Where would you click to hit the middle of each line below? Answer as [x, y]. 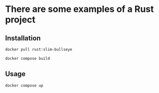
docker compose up [24, 86]
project [20, 20]
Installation [23, 38]
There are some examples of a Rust [79, 9]
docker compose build [28, 58]
